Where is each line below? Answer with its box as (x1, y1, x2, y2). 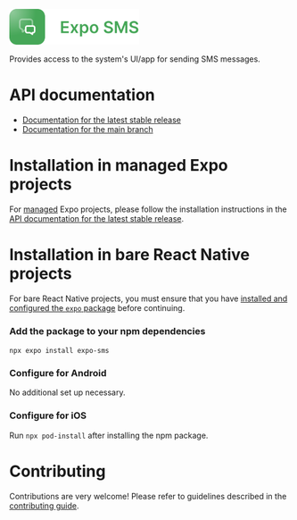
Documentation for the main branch (21, 123, 153, 134)
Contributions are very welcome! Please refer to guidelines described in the (9, 491, 287, 501)
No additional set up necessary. (9, 387, 126, 398)
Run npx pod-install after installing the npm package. (9, 430, 209, 440)
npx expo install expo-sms (9, 347, 110, 356)
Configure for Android (9, 367, 107, 380)
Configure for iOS (9, 409, 87, 422)
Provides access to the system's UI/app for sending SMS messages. (9, 54, 260, 64)
